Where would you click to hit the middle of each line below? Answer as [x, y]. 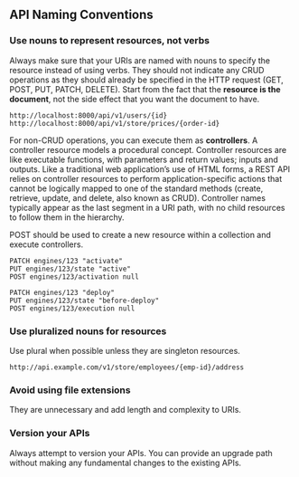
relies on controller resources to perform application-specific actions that [146, 178]
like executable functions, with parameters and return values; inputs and [144, 159]
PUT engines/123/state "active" [70, 269]
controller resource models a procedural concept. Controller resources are [148, 149]
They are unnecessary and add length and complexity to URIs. [126, 410]
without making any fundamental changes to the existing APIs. [126, 463]
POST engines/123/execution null [72, 308]
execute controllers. [47, 244]
